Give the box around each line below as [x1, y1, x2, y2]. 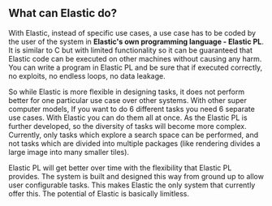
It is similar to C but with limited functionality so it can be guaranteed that [8, 45, 253, 55]
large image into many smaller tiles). [8, 147, 130, 157]
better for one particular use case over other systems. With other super [8, 95, 248, 105]
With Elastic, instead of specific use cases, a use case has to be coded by [8, 28, 257, 37]
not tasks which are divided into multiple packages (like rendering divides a [8, 138, 261, 148]
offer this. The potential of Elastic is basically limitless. [8, 188, 189, 198]
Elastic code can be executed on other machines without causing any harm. [8, 54, 262, 63]
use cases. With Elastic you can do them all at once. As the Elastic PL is [8, 113, 248, 122]
